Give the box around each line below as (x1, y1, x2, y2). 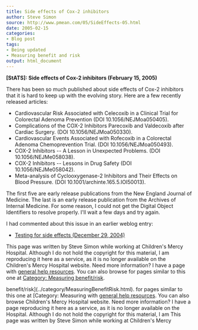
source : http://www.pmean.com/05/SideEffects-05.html (6, 19, 141, 25)
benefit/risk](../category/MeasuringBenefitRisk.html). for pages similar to (6, 285, 183, 292)
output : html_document (6, 58, 62, 64)
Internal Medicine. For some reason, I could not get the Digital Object (6, 202, 174, 209)
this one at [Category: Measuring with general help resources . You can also (6, 292, 190, 299)
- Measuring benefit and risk (6, 52, 81, 58)
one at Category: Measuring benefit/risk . (6, 274, 105, 281)
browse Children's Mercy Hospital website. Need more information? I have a (6, 298, 191, 305)
